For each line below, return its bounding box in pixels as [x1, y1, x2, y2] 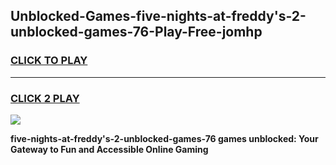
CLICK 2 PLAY [10, 91, 80, 105]
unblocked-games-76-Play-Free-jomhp [10, 24, 263, 41]
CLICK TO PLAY [10, 54, 88, 68]
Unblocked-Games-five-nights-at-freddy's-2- [10, 8, 307, 25]
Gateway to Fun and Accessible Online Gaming [10, 143, 209, 155]
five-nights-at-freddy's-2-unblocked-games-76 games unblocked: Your [10, 132, 319, 144]
